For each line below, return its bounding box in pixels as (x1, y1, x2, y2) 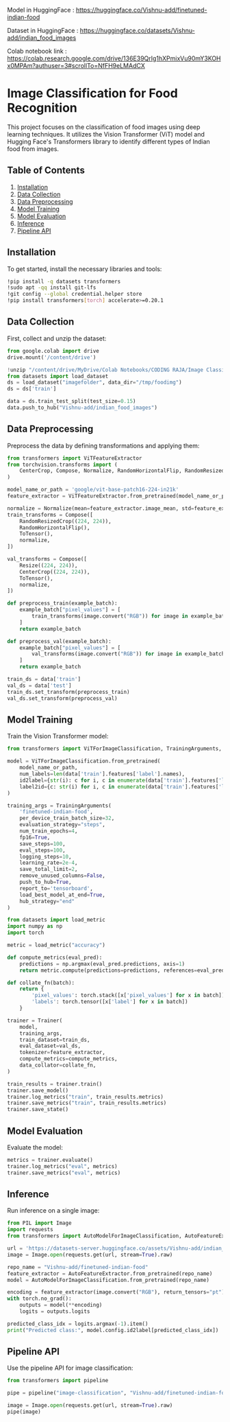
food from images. (7, 144, 60, 153)
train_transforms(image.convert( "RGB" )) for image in (31, 613, 188, 620)
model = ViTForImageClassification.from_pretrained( (7, 758, 161, 765)
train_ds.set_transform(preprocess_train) (7, 688, 130, 695)
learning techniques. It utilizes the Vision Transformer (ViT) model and (7, 130, 205, 138)
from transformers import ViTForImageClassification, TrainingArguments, (7, 745, 222, 752)
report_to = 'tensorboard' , (19, 885, 94, 891)
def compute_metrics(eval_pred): (7, 954, 103, 961)
